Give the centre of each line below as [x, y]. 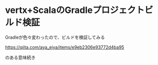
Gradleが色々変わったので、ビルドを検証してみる [55, 37]
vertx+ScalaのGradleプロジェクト [75, 10]
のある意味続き [20, 57]
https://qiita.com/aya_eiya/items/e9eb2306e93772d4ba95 [65, 47]
